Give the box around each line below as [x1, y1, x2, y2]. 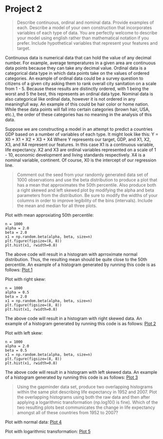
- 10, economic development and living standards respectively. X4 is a [5, 152, 145, 158]
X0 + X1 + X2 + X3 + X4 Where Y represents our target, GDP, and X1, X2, [5, 136, 151, 142]
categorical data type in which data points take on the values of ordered [5, 70, 150, 76]
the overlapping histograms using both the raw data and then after [17, 394, 150, 400]
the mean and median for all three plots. [17, 203, 97, 209]
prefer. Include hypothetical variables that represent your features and [17, 40, 158, 46]
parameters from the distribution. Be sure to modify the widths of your [17, 192, 158, 198]
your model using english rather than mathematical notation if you [17, 35, 149, 41]
